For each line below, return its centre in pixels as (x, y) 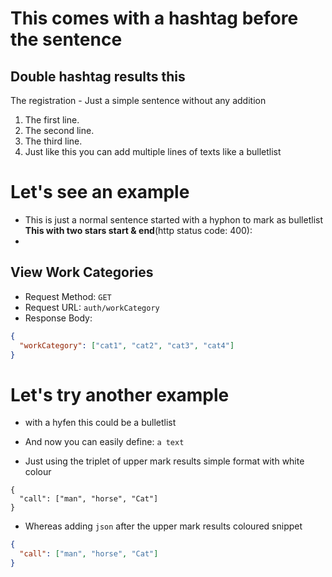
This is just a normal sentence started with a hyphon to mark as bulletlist (173, 219)
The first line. (52, 120)
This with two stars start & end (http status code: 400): (138, 230)
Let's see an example (100, 192)
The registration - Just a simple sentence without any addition (138, 100)
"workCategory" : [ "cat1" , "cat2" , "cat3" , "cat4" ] (127, 345)
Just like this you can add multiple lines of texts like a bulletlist (153, 151)
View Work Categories (82, 272)
